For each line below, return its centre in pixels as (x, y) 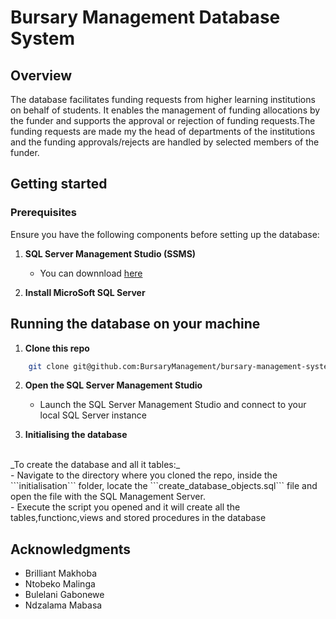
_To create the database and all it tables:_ (95, 465)
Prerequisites (43, 213)
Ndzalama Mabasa (63, 605)
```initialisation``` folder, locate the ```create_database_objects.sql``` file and (164, 486)
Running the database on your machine (135, 324)
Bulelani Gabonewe (64, 595)
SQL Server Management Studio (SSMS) (110, 253)
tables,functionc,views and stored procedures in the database (138, 518)
